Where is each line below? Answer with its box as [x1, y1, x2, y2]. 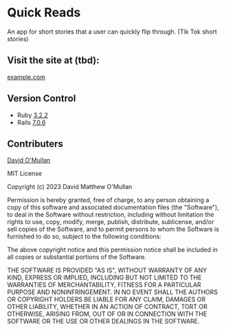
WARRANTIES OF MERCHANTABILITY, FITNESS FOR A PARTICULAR [7, 281, 201, 289]
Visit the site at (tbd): [7, 55, 100, 66]
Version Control [7, 93, 76, 104]
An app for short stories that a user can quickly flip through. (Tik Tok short [7, 27, 218, 36]
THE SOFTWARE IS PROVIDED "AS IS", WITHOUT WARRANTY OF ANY [7, 266, 207, 275]
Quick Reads [7, 5, 81, 21]
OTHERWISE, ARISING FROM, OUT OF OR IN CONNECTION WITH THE [7, 310, 207, 318]
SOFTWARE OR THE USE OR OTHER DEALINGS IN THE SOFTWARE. [7, 317, 200, 326]
